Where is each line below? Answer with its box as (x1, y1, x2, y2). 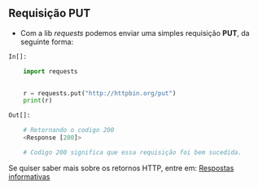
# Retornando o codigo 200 (23, 126, 115, 134)
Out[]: (8, 112, 31, 120)
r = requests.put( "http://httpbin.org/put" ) (23, 89, 177, 97)
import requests (23, 67, 79, 76)
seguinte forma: (20, 37, 74, 46)
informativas (8, 171, 50, 182)
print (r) (23, 97, 53, 105)
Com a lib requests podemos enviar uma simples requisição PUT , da (20, 28, 250, 37)
